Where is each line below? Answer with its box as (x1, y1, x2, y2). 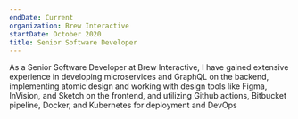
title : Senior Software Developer (9, 37, 138, 47)
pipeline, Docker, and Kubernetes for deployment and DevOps (9, 99, 238, 111)
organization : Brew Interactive (9, 21, 129, 30)
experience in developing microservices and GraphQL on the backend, (9, 72, 269, 83)
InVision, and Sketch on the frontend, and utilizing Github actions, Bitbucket (9, 91, 287, 101)
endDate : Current (9, 12, 74, 22)
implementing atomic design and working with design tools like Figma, (9, 81, 268, 91)
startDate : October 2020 (9, 29, 102, 38)
